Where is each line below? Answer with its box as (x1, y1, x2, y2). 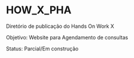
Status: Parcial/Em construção (6, 45, 79, 52)
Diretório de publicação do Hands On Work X (6, 23, 115, 30)
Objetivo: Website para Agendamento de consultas (6, 34, 128, 41)
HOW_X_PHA (6, 3, 72, 17)
